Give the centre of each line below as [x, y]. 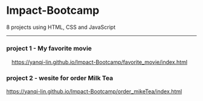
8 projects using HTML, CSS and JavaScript [61, 27]
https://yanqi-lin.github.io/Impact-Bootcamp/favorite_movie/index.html [100, 62]
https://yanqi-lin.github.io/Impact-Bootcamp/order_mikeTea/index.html [94, 91]
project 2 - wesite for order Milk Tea [60, 78]
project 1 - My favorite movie [49, 48]
